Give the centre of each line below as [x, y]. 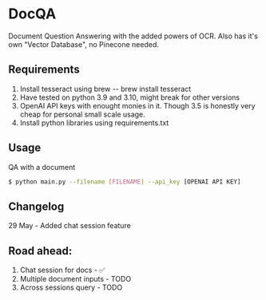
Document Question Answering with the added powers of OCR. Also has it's [133, 36]
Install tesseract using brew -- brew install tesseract [105, 89]
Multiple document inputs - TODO [75, 279]
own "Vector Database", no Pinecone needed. [84, 44]
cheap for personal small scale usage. [82, 114]
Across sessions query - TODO [71, 287]
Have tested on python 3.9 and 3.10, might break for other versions [130, 97]
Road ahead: [40, 251]
